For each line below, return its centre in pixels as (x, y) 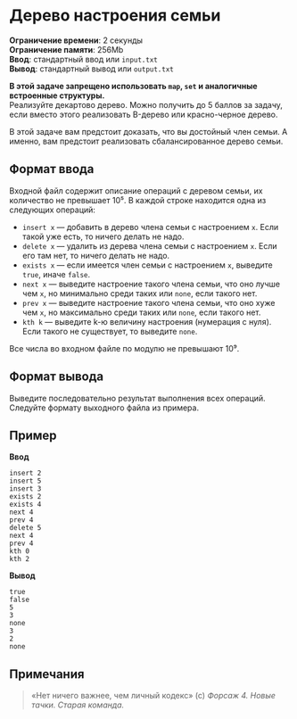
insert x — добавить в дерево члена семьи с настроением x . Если (150, 227)
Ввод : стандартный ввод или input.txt (84, 59)
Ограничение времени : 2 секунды (76, 40)
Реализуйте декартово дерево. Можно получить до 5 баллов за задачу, (146, 104)
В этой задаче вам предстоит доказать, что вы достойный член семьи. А (148, 131)
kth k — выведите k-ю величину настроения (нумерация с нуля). (147, 321)
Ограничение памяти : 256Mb (66, 49)
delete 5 (25, 528)
